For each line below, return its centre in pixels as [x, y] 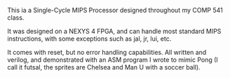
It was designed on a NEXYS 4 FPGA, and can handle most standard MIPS [114, 31]
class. [16, 18]
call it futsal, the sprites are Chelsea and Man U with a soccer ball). [104, 67]
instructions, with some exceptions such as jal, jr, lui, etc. [89, 39]
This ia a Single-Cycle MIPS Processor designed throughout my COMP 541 [115, 10]
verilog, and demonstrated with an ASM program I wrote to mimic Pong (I [113, 60]
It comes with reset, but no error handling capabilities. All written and [107, 52]
